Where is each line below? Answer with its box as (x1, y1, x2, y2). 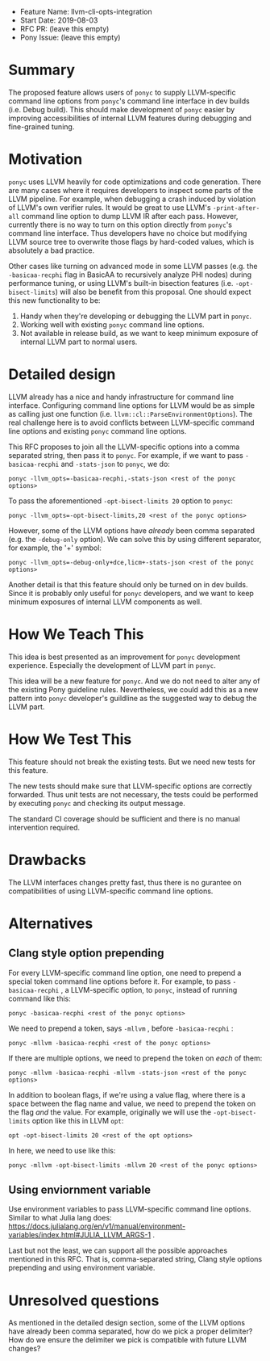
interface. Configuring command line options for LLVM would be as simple (8, 400, 255, 410)
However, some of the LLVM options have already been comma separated (8, 525, 255, 536)
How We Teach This (8, 625, 144, 643)
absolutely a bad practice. (8, 246, 95, 255)
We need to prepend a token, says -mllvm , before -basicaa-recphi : (8, 1023, 234, 1033)
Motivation (8, 150, 83, 169)
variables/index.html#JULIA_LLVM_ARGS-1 (8, 1230, 152, 1240)
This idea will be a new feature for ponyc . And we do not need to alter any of (8, 676, 260, 686)
